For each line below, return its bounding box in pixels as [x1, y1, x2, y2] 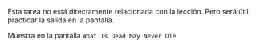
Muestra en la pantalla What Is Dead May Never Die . [7, 31, 178, 40]
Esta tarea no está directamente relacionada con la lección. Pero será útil [7, 7, 250, 16]
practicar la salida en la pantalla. [7, 15, 115, 25]
